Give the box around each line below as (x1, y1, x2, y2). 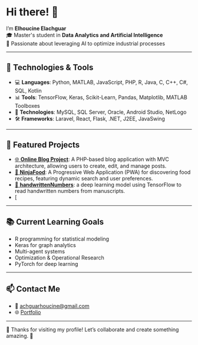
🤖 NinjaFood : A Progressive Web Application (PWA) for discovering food (14, 168, 191, 176)
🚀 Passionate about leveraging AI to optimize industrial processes (6, 40, 166, 47)
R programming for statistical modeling (14, 235, 110, 242)
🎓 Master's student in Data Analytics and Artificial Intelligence (6, 31, 163, 38)
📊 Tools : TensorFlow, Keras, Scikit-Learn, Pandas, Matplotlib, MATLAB (14, 94, 187, 101)
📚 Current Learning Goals (6, 216, 104, 226)
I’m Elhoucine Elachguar (6, 25, 67, 32)
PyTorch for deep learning (14, 261, 78, 268)
